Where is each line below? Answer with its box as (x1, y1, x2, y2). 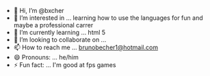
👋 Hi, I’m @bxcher (13, 7, 64, 14)
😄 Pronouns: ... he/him (13, 53, 79, 61)
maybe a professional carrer (13, 21, 94, 29)
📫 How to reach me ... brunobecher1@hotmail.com (13, 43, 159, 51)
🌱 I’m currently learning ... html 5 (13, 28, 106, 36)
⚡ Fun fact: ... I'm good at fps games (13, 61, 116, 68)
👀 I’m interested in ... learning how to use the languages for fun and (13, 14, 203, 22)
